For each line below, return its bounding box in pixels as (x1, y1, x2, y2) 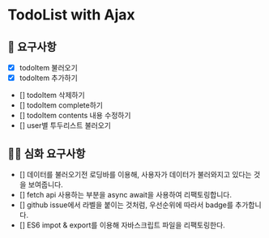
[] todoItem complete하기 (19, 100, 103, 110)
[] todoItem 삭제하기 (19, 91, 86, 100)
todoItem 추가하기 (19, 73, 78, 83)
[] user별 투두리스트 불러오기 (19, 121, 111, 130)
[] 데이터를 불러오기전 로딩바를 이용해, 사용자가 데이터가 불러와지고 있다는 (19, 169, 252, 179)
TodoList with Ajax (7, 6, 135, 24)
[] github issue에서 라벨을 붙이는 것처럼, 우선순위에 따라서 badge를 (19, 200, 234, 210)
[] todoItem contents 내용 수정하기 (19, 111, 131, 121)
